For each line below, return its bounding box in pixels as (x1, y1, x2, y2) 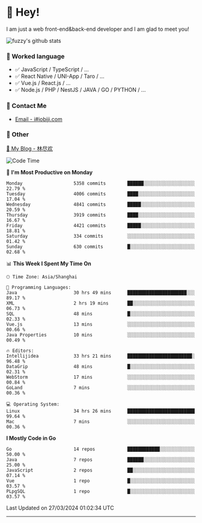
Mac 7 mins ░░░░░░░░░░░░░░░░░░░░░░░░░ (6, 419, 195, 425)
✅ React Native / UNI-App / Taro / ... (14, 72, 105, 80)
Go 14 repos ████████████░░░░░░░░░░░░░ (6, 446, 195, 452)
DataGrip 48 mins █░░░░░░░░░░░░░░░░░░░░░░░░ (6, 363, 195, 370)
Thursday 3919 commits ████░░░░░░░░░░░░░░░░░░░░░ (6, 212, 195, 218)
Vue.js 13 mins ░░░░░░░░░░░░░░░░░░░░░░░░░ (6, 321, 195, 328)
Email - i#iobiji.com (14, 115, 63, 122)
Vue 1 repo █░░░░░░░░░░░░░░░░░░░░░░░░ (6, 478, 195, 484)
